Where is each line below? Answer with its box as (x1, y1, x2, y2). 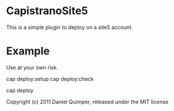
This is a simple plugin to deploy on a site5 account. (6, 24, 133, 31)
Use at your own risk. (6, 64, 58, 71)
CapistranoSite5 (6, 4, 88, 18)
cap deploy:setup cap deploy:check (6, 75, 94, 82)
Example (6, 44, 50, 58)
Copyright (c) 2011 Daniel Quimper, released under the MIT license (6, 98, 169, 105)
